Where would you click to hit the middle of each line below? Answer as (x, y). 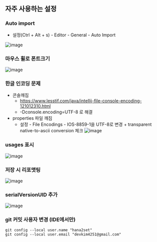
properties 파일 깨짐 (32, 118)
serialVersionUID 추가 (31, 194)
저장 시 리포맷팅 (23, 169)
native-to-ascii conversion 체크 (51, 131)
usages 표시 (20, 145)
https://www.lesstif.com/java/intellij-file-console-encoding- (81, 101)
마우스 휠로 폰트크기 (28, 59)
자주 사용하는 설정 (31, 9)
